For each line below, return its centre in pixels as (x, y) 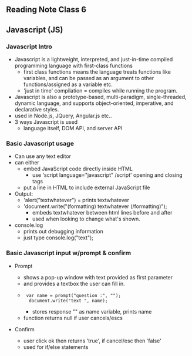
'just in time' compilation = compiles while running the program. (100, 91)
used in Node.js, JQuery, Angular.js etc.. (63, 116)
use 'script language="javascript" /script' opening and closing (107, 175)
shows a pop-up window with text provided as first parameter (98, 277)
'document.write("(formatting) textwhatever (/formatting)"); (95, 206)
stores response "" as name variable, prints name (92, 311)
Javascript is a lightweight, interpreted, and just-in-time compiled (94, 60)
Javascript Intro (29, 47)
